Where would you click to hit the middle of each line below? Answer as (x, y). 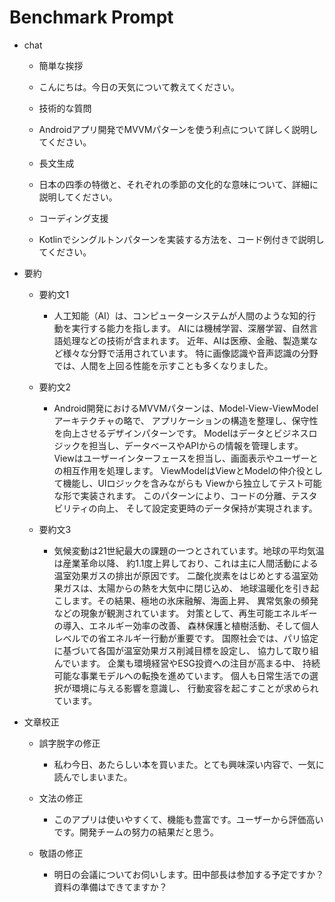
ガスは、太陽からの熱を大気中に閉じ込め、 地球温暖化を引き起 (191, 588)
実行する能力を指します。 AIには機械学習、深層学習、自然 (190, 328)
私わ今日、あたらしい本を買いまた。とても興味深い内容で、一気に (189, 764)
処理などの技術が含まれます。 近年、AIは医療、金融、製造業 (186, 340)
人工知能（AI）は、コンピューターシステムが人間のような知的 (180, 315)
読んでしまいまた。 (93, 777)
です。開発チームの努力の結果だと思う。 (136, 832)
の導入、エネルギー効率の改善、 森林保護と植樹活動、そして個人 (186, 625)
